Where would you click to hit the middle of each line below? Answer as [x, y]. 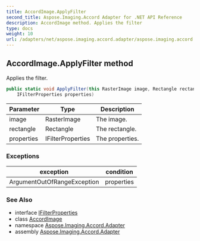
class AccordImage [38, 219]
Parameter [24, 109]
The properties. [118, 138]
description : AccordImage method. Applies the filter [74, 23]
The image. [112, 119]
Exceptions [23, 156]
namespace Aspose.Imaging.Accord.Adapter [70, 225]
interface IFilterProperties [46, 213]
